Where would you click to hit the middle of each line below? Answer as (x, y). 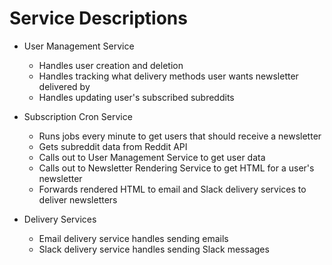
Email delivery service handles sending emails (133, 238)
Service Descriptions (98, 18)
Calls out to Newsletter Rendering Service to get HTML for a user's (176, 168)
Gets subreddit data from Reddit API (113, 146)
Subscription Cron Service (78, 116)
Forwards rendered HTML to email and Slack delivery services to (172, 189)
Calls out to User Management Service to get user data (152, 157)
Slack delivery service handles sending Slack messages (154, 249)
